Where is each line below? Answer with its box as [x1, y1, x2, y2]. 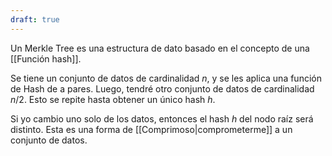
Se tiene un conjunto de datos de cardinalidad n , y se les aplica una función [10, 72, 322, 84]
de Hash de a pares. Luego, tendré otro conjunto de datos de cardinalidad [10, 82, 315, 95]
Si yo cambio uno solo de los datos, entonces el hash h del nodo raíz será [10, 112, 314, 125]
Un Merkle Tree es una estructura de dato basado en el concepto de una [10, 42, 310, 54]
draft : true [10, 14, 60, 25]
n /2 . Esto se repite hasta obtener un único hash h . [10, 93, 216, 105]
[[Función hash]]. [10, 52, 82, 65]
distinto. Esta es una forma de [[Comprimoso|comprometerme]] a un [10, 123, 293, 135]
